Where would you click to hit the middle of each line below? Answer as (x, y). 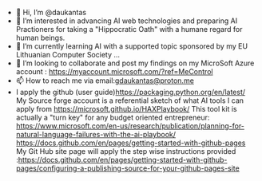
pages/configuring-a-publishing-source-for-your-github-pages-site (127, 168)
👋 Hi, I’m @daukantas (51, 12)
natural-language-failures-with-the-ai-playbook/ (96, 134)
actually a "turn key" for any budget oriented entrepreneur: (113, 117)
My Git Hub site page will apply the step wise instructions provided (126, 151)
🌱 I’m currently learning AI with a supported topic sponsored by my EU (132, 46)
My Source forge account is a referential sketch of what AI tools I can (130, 100)
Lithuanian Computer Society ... (68, 55)
